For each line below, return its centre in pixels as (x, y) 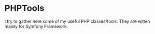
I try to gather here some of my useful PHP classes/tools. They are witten (77, 21)
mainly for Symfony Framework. (36, 26)
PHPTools (24, 8)
